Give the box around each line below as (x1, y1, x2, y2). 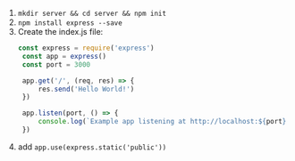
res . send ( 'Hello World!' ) (38, 85, 135, 93)
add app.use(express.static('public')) (17, 141, 167, 152)
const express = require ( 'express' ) (17, 44, 155, 52)
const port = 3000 (21, 60, 91, 69)
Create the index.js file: (17, 27, 104, 36)
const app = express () (21, 52, 107, 60)
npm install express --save (17, 19, 122, 28)
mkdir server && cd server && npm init (17, 9, 167, 18)
